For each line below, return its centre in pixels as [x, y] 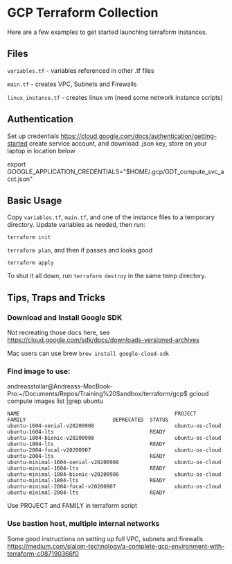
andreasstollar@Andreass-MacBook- [60, 386]
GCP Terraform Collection [83, 13]
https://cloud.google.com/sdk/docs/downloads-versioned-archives [103, 340]
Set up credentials [33, 136]
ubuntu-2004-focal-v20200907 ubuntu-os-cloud [114, 450]
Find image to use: [39, 371]
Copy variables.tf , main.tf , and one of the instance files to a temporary [111, 217]
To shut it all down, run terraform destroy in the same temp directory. [107, 276]
